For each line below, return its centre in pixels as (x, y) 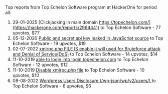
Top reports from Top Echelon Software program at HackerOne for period (81, 7)
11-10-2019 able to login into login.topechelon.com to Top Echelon (80, 59)
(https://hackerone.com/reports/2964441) (56, 27)
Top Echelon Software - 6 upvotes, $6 (52, 86)
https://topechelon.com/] (125, 22)
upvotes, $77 (26, 33)
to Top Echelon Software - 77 (131, 27)
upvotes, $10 (26, 75)
